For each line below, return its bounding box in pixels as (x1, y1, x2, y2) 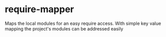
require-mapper (5, 4, 74, 15)
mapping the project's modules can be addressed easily (5, 25, 123, 31)
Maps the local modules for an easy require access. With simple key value (5, 20, 161, 26)
